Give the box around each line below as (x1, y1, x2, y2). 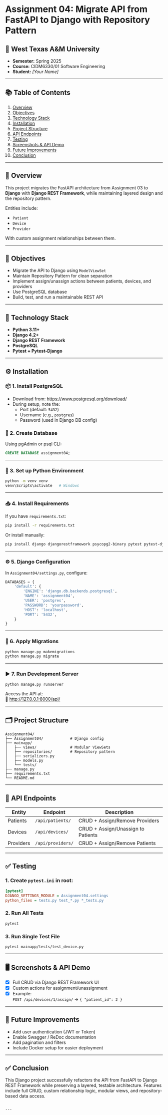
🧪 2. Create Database (5, 429, 57, 436)
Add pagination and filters (12, 1039, 66, 1045)
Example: (12, 990, 32, 996)
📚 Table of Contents (5, 89, 71, 97)
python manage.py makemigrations (5, 649, 75, 654)
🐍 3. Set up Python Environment (5, 467, 84, 474)
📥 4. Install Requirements (5, 500, 69, 507)
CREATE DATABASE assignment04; (5, 451, 70, 456)
